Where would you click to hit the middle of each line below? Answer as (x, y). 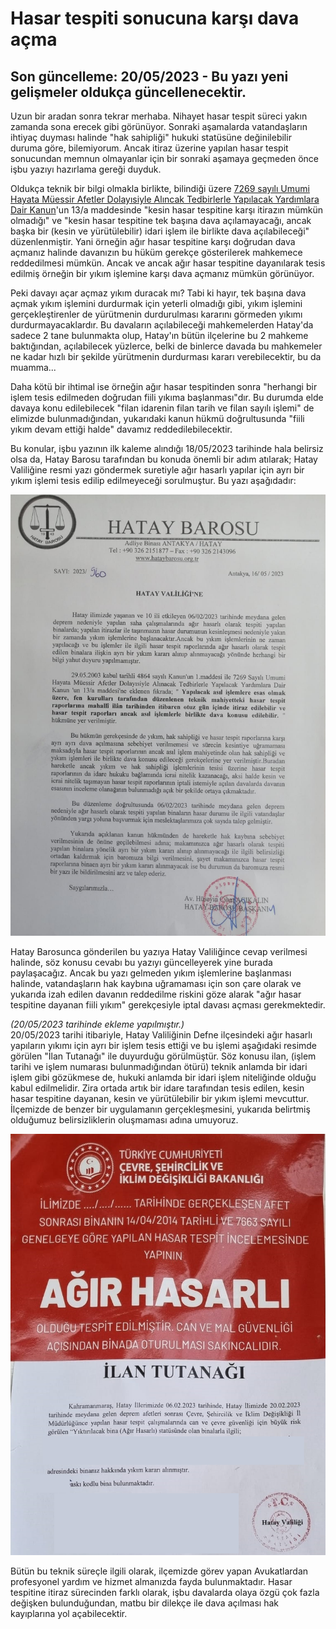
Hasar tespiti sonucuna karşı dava (155, 18)
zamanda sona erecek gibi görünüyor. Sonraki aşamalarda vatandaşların (159, 126)
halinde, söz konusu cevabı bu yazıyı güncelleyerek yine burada (141, 962)
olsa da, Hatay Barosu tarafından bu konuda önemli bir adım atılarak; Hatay (164, 459)
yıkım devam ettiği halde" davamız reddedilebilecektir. (121, 429)
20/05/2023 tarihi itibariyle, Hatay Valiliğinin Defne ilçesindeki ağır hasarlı (161, 1035)
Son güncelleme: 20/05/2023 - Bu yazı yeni (149, 76)
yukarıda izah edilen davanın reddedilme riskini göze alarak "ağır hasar (156, 994)
